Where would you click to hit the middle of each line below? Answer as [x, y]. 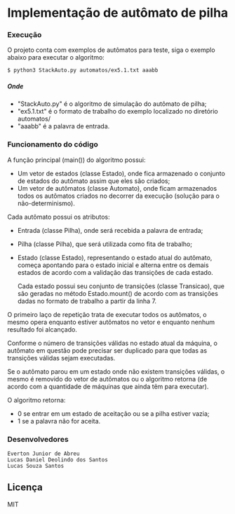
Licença [25, 488]
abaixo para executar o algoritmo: [56, 58]
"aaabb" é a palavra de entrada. [63, 126]
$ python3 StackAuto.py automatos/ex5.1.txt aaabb [83, 70]
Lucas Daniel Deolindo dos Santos [58, 460]
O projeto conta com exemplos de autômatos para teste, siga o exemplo [111, 50]
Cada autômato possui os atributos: [59, 217]
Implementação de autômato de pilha [118, 13]
